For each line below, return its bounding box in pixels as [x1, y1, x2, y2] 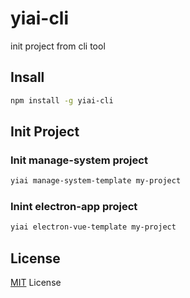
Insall [10, 69, 45, 86]
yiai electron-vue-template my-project [10, 222, 177, 232]
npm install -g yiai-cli [10, 95, 114, 106]
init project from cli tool [10, 40, 106, 52]
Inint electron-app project [10, 200, 138, 214]
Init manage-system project [10, 153, 148, 167]
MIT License [10, 277, 62, 289]
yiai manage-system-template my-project [10, 176, 182, 186]
